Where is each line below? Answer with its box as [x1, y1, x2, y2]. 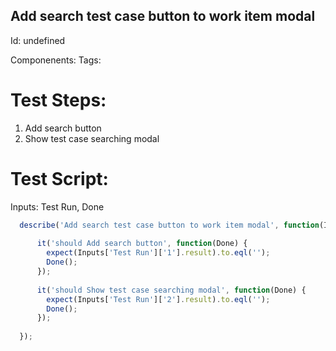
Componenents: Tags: [10, 54, 102, 66]
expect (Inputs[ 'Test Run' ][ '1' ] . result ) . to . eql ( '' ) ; [46, 248, 271, 258]
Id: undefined [10, 34, 66, 46]
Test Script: [10, 167, 109, 190]
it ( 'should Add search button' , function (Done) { [36, 239, 248, 249]
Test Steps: [10, 89, 107, 111]
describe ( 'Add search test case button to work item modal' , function [19, 220, 320, 230]
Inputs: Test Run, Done [10, 200, 105, 213]
